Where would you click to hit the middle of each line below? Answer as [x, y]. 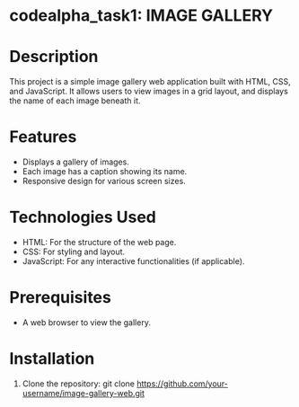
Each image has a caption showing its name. [105, 172]
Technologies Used [83, 217]
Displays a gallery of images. [76, 162]
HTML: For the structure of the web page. [99, 242]
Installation [52, 359]
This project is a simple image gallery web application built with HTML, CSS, [150, 82]
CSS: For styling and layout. [74, 252]
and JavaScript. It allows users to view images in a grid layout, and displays [149, 92]
